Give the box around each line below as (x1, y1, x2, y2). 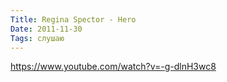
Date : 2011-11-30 (10, 24, 83, 34)
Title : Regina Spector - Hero (10, 14, 137, 25)
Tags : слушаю (10, 33, 65, 43)
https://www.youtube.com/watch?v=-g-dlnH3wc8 (10, 61, 217, 73)
